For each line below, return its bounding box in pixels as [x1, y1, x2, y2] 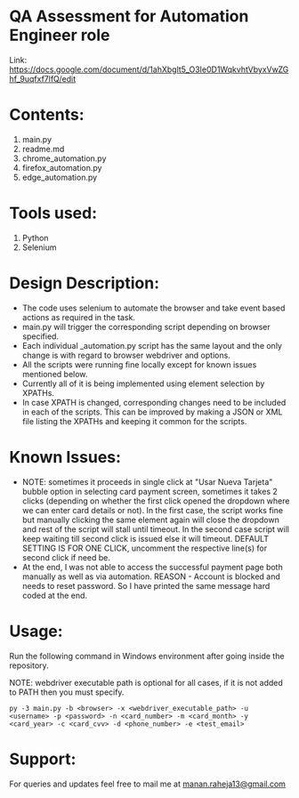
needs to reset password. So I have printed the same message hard [21, 580, 271, 591]
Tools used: [9, 203, 98, 223]
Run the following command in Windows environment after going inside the [9, 650, 285, 661]
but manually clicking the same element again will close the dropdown [21, 514, 280, 525]
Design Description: [9, 273, 160, 293]
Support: [9, 749, 77, 769]
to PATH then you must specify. [9, 687, 125, 697]
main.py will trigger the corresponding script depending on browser [21, 321, 271, 332]
